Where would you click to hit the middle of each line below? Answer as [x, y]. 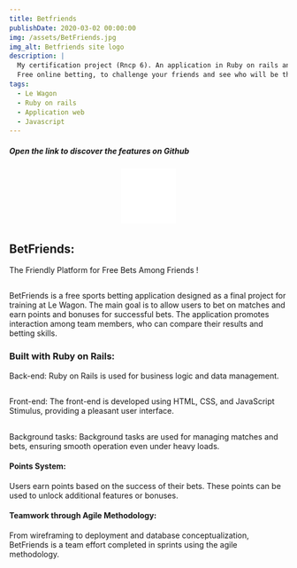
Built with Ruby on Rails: [62, 356]
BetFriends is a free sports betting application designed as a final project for [148, 296]
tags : [19, 84]
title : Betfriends [43, 19]
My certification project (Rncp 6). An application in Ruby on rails [148, 66]
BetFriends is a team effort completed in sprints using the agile [123, 544]
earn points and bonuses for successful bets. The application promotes [139, 315]
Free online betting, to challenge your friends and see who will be [148, 75]
